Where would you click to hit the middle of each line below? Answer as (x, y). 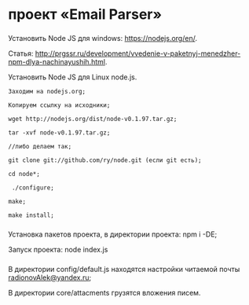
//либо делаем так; (40, 147)
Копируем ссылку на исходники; (59, 105)
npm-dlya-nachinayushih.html (57, 62)
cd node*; (24, 175)
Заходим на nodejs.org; (47, 92)
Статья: (21, 53)
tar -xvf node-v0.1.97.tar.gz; (59, 133)
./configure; (33, 188)
